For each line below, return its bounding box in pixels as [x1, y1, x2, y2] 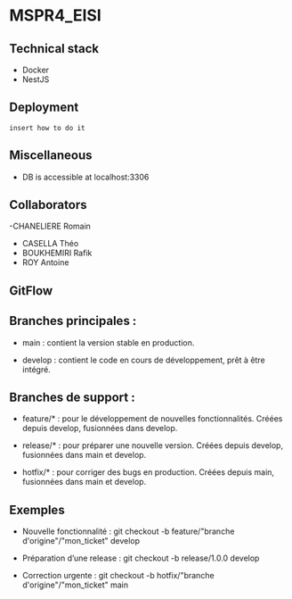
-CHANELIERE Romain [9, 220, 92, 232]
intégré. [21, 363, 51, 375]
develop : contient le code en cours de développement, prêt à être [21, 354, 265, 365]
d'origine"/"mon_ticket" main [21, 579, 129, 590]
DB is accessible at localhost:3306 [21, 171, 150, 182]
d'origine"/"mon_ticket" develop [21, 536, 141, 546]
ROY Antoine [21, 257, 69, 268]
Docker [21, 64, 50, 75]
